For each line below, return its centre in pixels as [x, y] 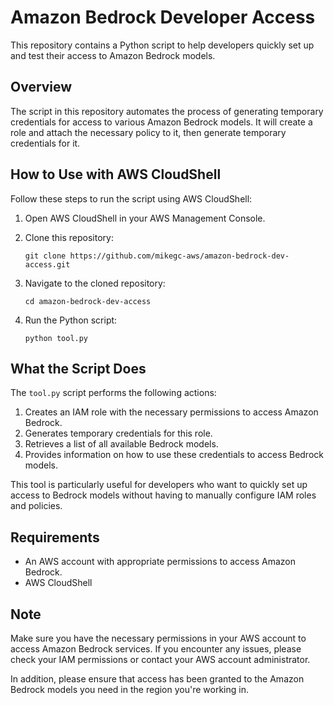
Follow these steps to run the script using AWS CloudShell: [131, 198]
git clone [45, 256]
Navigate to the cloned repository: [95, 283]
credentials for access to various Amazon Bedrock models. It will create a [161, 122]
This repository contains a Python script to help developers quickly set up [162, 45]
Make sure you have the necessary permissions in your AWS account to [158, 638]
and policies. [36, 506]
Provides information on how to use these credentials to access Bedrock [174, 455]
